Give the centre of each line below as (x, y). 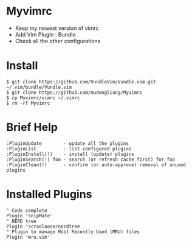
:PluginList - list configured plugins (69, 149)
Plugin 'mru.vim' (28, 237)
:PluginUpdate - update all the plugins (68, 143)
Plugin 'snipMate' (29, 216)
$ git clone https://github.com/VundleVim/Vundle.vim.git (81, 82)
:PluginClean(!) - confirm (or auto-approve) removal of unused (96, 165)
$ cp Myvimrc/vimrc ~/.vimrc (43, 98)
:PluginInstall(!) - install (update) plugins (70, 154)
